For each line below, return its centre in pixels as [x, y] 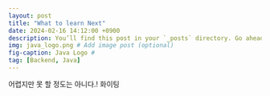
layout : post [30, 16]
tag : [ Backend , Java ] [45, 61]
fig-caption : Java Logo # [51, 53]
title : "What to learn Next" [57, 23]
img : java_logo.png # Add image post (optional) [91, 46]
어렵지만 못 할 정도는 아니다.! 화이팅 [64, 84]
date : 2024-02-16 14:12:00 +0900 [64, 30]
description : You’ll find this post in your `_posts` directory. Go [125, 38]
